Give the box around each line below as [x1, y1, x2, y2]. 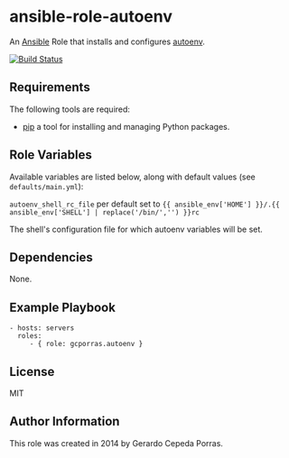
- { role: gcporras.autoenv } [29, 340, 144, 349]
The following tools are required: [9, 104, 131, 114]
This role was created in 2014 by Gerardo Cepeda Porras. [9, 437, 224, 448]
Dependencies [9, 250, 93, 265]
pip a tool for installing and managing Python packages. [22, 121, 230, 132]
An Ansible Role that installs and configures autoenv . [9, 36, 206, 47]
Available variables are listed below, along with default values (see [9, 171, 256, 182]
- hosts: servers [9, 324, 75, 333]
